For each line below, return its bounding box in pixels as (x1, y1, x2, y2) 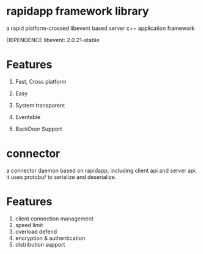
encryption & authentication (15, 234, 86, 242)
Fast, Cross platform (15, 78, 67, 85)
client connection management (15, 215, 94, 222)
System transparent (15, 101, 65, 109)
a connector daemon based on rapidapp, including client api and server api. (6, 167, 197, 174)
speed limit (15, 221, 43, 228)
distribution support (15, 241, 65, 248)
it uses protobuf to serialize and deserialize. (6, 173, 117, 181)
